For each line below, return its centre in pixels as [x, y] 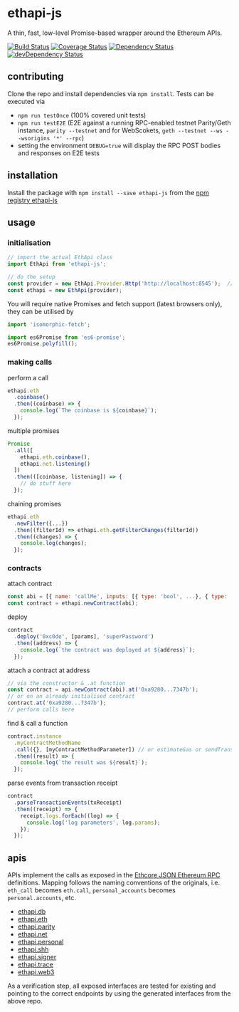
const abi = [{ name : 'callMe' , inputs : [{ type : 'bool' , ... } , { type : [117, 597]
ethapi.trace [35, 965]
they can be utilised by [41, 311]
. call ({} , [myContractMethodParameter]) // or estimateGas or [108, 749]
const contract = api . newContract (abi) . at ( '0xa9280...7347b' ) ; [103, 690]
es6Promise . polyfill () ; [43, 344]
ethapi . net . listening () [55, 464]
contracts [25, 568]
